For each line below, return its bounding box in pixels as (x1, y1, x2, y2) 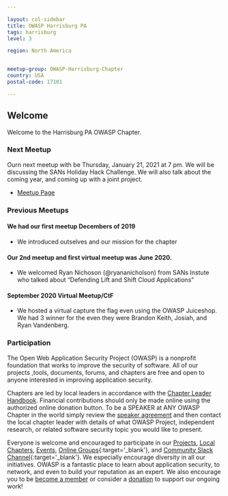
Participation (7, 338, 51, 348)
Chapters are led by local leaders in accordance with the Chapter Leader (7, 389, 212, 397)
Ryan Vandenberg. (16, 321, 70, 329)
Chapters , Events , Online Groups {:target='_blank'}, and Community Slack (7, 445, 214, 454)
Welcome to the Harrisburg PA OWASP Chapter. (7, 128, 142, 136)
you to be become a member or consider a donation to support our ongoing (7, 475, 220, 483)
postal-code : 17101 (7, 79, 63, 86)
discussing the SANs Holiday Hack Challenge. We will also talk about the (7, 168, 212, 176)
